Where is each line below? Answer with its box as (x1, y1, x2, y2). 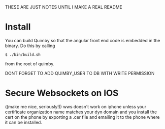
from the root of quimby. (5, 61, 55, 67)
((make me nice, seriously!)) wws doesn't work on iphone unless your (5, 103, 147, 109)
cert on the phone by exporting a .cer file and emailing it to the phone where (5, 114, 160, 120)
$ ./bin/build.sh (5, 52, 41, 57)
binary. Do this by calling (5, 43, 55, 49)
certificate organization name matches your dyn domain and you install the (5, 109, 157, 115)
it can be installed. (5, 119, 42, 125)
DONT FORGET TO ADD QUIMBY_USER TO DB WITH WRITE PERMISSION (5, 70, 155, 76)
